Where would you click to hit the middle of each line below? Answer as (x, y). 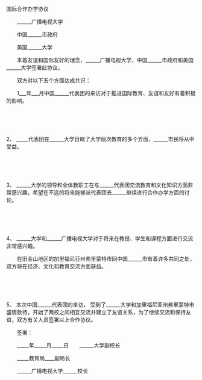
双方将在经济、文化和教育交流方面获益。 (56, 266)
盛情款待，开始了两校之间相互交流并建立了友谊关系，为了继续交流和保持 (96, 312)
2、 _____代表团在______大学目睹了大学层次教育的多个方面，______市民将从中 (100, 139)
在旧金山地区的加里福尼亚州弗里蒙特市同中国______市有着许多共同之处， (106, 259)
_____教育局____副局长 (43, 358)
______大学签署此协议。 (33, 67)
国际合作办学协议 (27, 9)
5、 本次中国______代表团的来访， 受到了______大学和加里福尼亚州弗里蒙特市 (100, 305)
